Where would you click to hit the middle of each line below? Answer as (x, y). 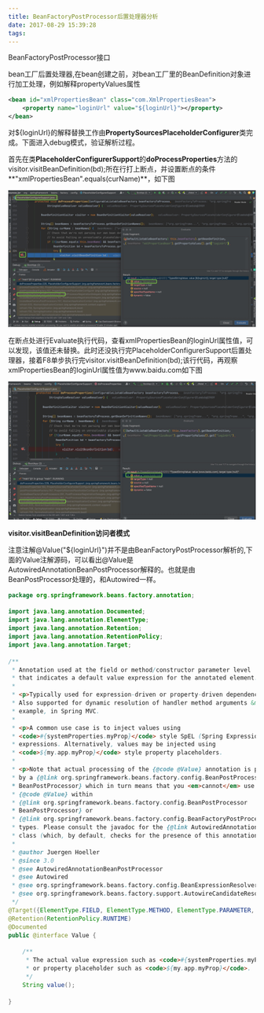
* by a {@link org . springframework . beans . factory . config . (108, 777)
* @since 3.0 (33, 860)
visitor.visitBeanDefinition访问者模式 (69, 533)
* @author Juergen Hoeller (56, 852)
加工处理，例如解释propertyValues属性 (77, 84)
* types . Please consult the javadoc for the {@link (100, 827)
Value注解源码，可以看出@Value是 (77, 559)
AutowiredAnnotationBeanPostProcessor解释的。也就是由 (102, 569)
